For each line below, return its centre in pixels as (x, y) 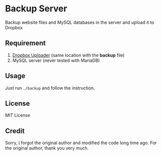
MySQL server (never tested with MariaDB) (56, 60)
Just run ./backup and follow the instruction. (50, 88)
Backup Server (36, 9)
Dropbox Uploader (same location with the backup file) (68, 55)
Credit (15, 131)
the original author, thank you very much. (47, 148)
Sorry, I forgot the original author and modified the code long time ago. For (81, 143)
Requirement (25, 43)
